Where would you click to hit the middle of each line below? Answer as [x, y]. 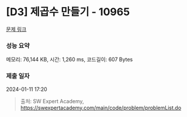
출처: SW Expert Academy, [52, 101]
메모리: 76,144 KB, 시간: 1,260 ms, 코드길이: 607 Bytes [70, 59]
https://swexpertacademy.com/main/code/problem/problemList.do [101, 108]
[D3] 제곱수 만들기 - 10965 [68, 12]
